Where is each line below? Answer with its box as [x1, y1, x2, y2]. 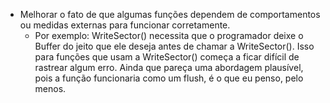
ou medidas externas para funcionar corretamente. [19, 19, 231, 31]
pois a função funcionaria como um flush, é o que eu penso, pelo [34, 72, 304, 84]
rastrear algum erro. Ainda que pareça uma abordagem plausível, [34, 62, 304, 73]
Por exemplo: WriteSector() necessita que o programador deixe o [34, 30, 304, 41]
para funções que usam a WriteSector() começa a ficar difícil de [34, 51, 300, 63]
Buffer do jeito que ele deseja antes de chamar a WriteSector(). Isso [34, 40, 315, 52]
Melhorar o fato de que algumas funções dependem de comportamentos [19, 9, 321, 20]
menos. [34, 83, 67, 94]
